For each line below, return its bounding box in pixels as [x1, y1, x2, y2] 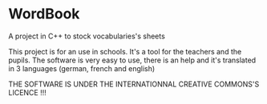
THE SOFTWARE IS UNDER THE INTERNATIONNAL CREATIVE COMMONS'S [8, 79, 260, 89]
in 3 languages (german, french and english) [8, 63, 156, 73]
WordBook [8, 5, 80, 23]
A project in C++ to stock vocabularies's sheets [8, 31, 166, 41]
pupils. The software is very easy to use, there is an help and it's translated [8, 55, 257, 65]
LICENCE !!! [8, 87, 47, 97]
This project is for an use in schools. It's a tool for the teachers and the [8, 46, 242, 56]
